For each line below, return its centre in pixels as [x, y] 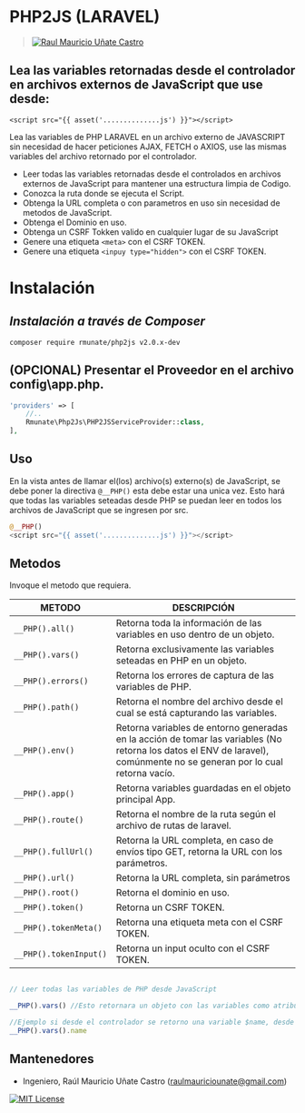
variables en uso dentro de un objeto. [195, 634]
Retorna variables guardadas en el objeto [203, 788]
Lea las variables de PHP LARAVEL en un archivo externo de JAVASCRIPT [148, 137]
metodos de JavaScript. [67, 212]
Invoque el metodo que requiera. [70, 585]
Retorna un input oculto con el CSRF [193, 948]
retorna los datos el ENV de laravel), [192, 751]
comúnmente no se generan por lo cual [199, 762]
